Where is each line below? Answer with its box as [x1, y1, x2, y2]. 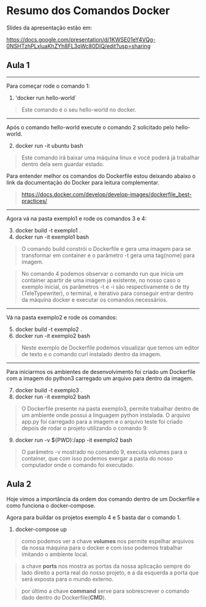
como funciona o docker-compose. [6, 502, 96, 509]
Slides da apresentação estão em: [6, 24, 93, 31]
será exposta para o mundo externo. [21, 575, 113, 582]
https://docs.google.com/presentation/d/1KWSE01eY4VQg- [6, 36, 156, 43]
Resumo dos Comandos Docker [6, 4, 170, 18]
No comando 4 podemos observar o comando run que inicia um [21, 270, 184, 277]
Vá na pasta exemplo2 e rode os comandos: [6, 313, 118, 321]
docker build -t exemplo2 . [15, 326, 83, 333]
